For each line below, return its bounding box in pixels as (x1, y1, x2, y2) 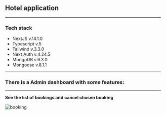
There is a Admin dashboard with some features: (5, 79, 124, 86)
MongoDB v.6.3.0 (12, 57, 48, 63)
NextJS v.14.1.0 (12, 36, 43, 41)
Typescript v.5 (12, 41, 42, 47)
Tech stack (5, 24, 32, 31)
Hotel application (5, 4, 59, 12)
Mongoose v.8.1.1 (12, 62, 47, 68)
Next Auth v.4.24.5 (12, 51, 51, 57)
